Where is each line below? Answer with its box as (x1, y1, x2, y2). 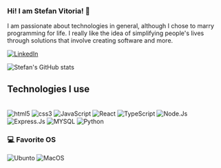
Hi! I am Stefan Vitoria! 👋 (7, 6, 91, 16)
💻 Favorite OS (7, 135, 56, 145)
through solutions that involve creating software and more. (7, 36, 173, 45)
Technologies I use (7, 83, 90, 95)
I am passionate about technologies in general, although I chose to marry (7, 22, 215, 30)
